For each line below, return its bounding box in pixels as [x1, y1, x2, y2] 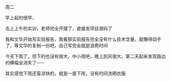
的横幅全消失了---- [5, 60, 45, 65]
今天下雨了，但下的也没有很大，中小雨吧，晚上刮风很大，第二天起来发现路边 [5, 53, 166, 59]
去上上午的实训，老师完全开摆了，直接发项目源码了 [5, 25, 112, 31]
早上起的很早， [5, 15, 37, 21]
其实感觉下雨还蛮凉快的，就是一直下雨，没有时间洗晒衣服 [5, 70, 126, 76]
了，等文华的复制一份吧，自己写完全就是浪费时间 [5, 43, 108, 49]
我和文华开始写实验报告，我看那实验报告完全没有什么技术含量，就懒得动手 [5, 36, 161, 42]
